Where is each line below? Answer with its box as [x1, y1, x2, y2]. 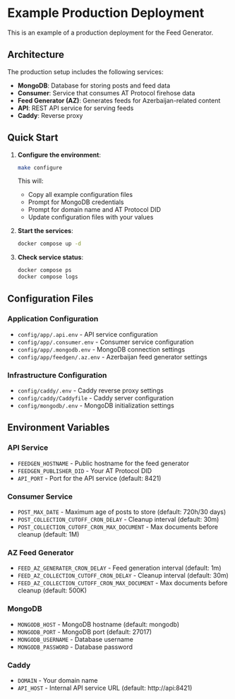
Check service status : [17, 253, 83, 262]
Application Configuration [7, 314, 99, 324]
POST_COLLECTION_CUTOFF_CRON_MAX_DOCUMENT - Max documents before [17, 522, 219, 531]
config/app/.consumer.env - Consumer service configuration [17, 337, 194, 346]
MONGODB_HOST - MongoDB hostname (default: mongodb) [17, 620, 180, 628]
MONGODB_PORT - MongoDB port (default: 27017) [17, 627, 152, 636]
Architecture [7, 49, 65, 61]
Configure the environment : [17, 150, 101, 159]
